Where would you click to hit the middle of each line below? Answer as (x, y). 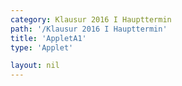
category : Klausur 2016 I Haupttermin (91, 19)
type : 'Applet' (42, 47)
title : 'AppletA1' (48, 38)
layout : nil (35, 66)
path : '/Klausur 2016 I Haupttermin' (89, 29)
